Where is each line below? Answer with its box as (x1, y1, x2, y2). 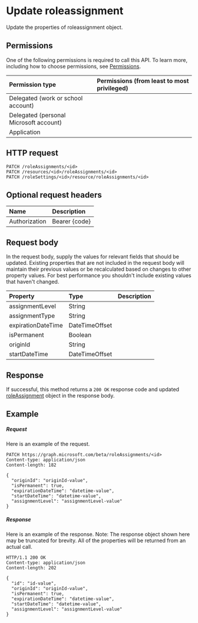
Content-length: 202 (6, 565, 57, 571)
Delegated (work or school (9, 94, 83, 102)
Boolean (68, 331, 92, 339)
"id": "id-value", (11, 581, 57, 586)
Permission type (9, 80, 57, 88)
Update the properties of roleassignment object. (6, 24, 123, 31)
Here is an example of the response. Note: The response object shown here (6, 531, 190, 538)
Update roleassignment (6, 4, 124, 18)
